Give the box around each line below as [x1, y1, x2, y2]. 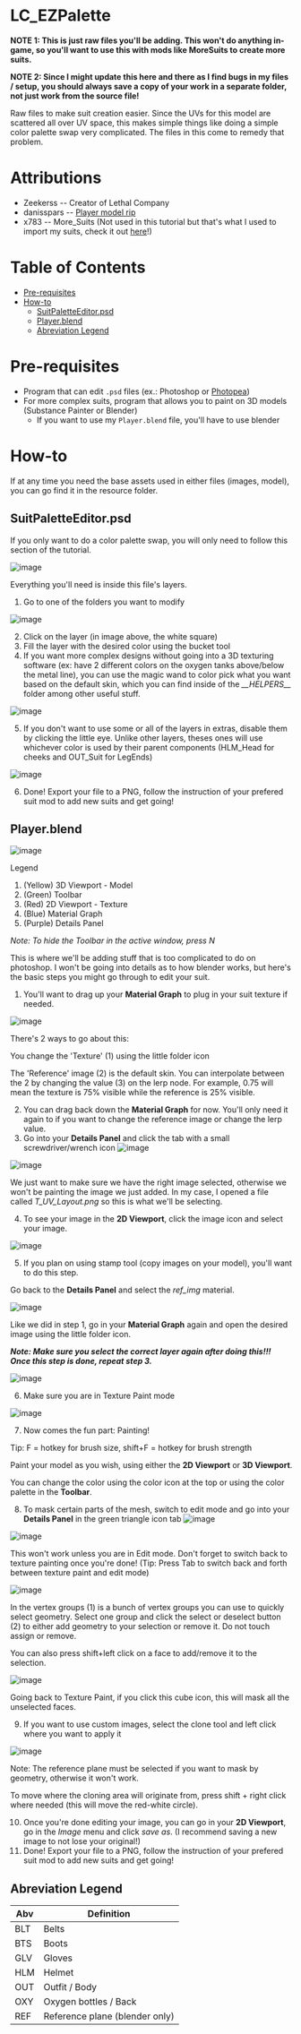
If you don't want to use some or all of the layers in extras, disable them [22, 723, 288, 734]
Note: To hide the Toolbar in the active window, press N [10, 935, 216, 946]
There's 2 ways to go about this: [10, 1034, 129, 1044]
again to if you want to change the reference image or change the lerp [22, 1114, 283, 1125]
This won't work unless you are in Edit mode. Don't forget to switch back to [10, 1549, 288, 1559]
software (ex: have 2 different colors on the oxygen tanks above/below [22, 659, 285, 670]
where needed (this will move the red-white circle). [10, 1799, 199, 1810]
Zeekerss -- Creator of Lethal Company [22, 197, 169, 208]
